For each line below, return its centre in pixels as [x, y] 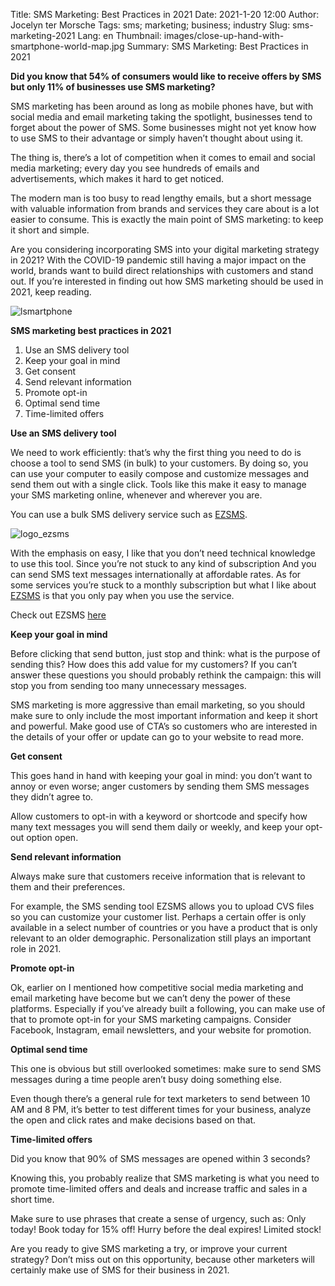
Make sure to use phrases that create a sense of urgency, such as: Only [158, 1218]
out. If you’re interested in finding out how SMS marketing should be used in [167, 281]
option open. [52, 837]
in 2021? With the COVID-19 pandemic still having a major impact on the [158, 260]
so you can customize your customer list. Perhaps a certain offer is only [158, 917]
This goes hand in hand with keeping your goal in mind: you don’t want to [161, 775]
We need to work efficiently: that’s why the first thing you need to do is [156, 452]
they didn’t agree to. [52, 797]
